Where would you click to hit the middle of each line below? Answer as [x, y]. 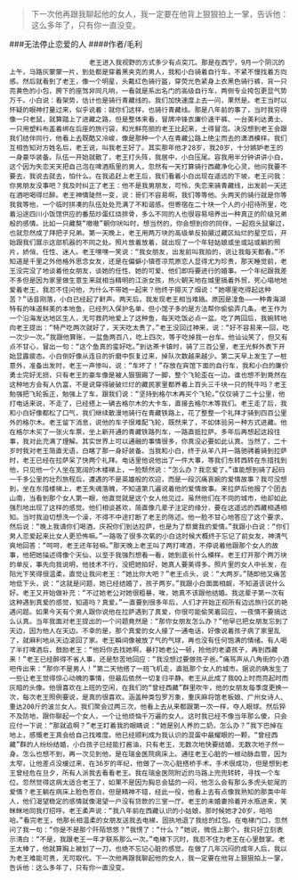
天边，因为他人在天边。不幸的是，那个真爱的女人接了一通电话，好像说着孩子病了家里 [141, 631]
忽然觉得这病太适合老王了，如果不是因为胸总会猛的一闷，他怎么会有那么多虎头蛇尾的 [154, 783]
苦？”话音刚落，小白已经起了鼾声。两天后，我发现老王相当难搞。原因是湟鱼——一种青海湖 [148, 300]
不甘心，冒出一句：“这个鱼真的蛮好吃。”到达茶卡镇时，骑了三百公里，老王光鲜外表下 [147, 347]
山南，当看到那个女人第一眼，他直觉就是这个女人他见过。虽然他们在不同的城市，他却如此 [148, 498]
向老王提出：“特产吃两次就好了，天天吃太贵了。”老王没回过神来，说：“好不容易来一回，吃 [149, 328]
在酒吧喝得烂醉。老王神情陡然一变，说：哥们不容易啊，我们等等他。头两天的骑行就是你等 [148, 195]
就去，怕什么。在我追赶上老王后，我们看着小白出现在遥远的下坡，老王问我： [168, 177]
